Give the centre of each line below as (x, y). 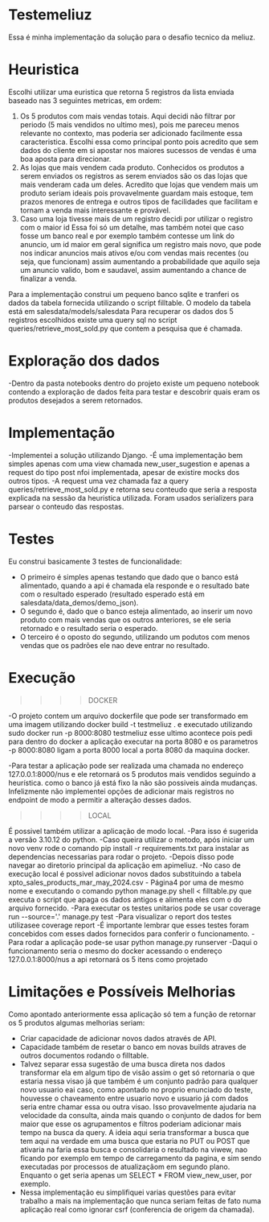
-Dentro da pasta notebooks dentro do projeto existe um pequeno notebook (134, 383)
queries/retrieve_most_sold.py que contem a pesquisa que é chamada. (125, 328)
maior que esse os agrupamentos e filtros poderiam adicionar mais (131, 1124)
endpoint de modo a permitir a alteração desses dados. (100, 799)
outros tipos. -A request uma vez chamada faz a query (98, 481)
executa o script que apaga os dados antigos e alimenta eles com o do (125, 899)
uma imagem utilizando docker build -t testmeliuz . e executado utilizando (130, 724)
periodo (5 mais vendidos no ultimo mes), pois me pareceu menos (129, 124)
